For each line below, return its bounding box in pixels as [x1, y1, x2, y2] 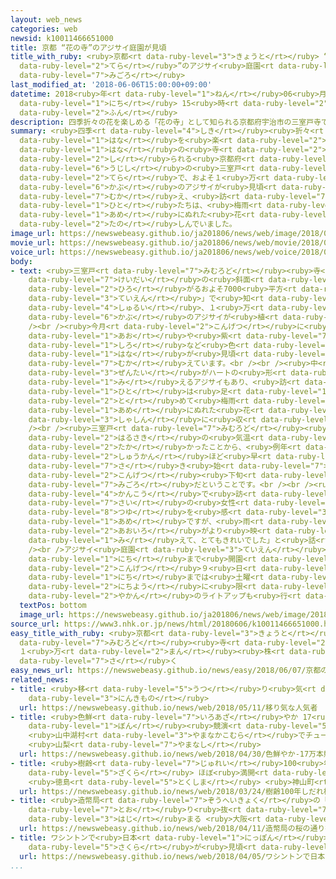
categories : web [10, 24, 78, 34]
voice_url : [10, 247, 56, 257]
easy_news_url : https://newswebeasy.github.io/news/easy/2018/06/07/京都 [10, 666, 322, 676]
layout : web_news [10, 14, 83, 25]
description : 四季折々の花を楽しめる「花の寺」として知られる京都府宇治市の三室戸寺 [10, 117, 322, 127]
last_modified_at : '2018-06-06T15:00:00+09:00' [10, 80, 213, 90]
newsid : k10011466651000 [10, 33, 114, 43]
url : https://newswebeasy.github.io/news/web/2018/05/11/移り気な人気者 [19, 702, 318, 713]
